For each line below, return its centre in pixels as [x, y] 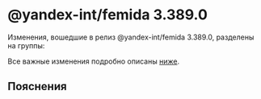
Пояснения [37, 87]
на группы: [26, 45]
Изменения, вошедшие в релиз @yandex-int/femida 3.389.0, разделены [131, 37]
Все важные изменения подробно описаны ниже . [93, 61]
